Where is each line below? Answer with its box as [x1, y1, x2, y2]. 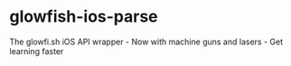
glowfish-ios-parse [9, 6, 158, 27]
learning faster [9, 45, 64, 56]
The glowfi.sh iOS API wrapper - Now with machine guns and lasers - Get [9, 36, 283, 47]
